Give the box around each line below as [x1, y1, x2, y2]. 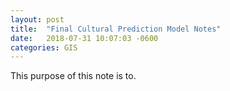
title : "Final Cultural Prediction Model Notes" [10, 24, 222, 34]
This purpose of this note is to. [10, 70, 137, 82]
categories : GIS [10, 42, 78, 53]
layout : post [10, 14, 65, 25]
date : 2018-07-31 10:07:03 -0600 [10, 33, 159, 43]
